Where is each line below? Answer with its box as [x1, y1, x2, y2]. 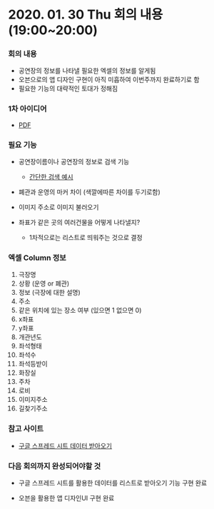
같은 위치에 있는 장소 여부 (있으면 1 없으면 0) [18, 306, 142, 315]
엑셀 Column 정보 [8, 253, 66, 263]
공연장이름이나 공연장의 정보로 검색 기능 [18, 158, 130, 166]
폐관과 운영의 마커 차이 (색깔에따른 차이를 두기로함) [18, 188, 160, 196]
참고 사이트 [8, 424, 44, 434]
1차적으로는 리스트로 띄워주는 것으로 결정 [29, 233, 143, 242]
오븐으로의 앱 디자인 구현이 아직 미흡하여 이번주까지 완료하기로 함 [18, 76, 200, 84]
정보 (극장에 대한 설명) [18, 288, 81, 297]
